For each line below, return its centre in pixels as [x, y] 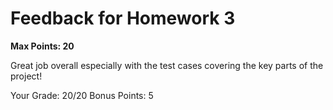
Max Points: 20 [42, 46]
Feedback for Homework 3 [123, 18]
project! [26, 76]
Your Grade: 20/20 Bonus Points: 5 [82, 95]
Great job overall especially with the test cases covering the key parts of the [167, 65]
